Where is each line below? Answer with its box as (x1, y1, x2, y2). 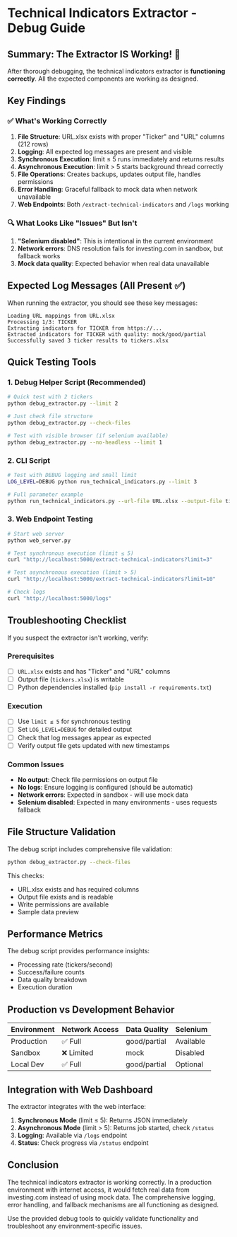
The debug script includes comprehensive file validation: (7, 844, 173, 853)
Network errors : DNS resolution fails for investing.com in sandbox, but (17, 244, 224, 253)
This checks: (7, 871, 44, 880)
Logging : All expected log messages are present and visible (17, 147, 193, 156)
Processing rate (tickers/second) (17, 960, 114, 969)
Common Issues (7, 759, 65, 769)
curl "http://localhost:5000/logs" (7, 594, 112, 602)
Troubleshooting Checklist (7, 614, 127, 627)
